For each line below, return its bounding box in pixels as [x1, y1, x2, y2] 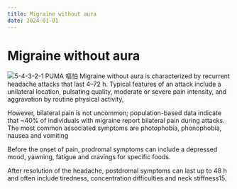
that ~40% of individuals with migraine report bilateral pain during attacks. [7, 117, 225, 125]
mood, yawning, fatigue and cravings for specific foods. [7, 153, 171, 161]
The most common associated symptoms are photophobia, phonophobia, [7, 124, 222, 132]
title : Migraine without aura [7, 10, 97, 18]
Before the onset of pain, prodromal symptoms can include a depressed [7, 145, 218, 153]
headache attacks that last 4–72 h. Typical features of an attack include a [7, 80, 221, 89]
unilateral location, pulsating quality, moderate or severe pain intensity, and [7, 87, 227, 96]
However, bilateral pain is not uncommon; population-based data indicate [7, 109, 222, 117]
